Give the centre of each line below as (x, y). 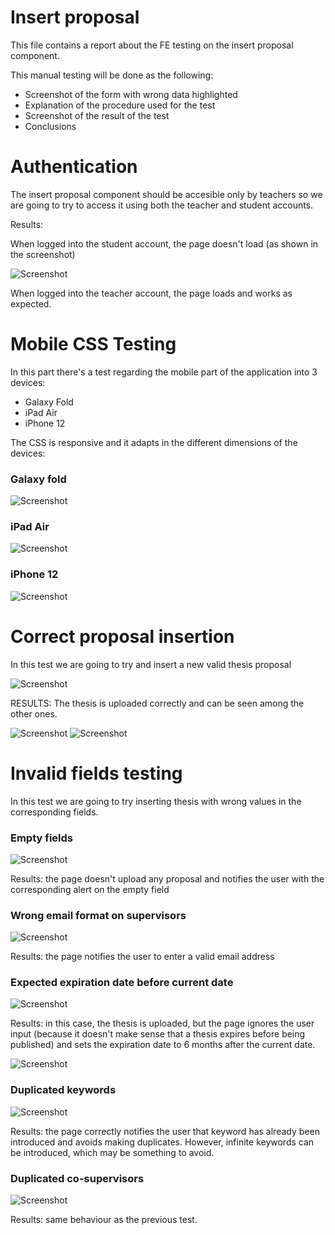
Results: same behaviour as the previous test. (104, 1220)
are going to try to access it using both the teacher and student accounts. (162, 205)
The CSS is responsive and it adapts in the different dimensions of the (154, 442)
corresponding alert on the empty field (90, 889)
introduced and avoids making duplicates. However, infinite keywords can (162, 1142)
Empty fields (41, 838)
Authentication (74, 167)
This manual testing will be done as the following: (112, 75)
